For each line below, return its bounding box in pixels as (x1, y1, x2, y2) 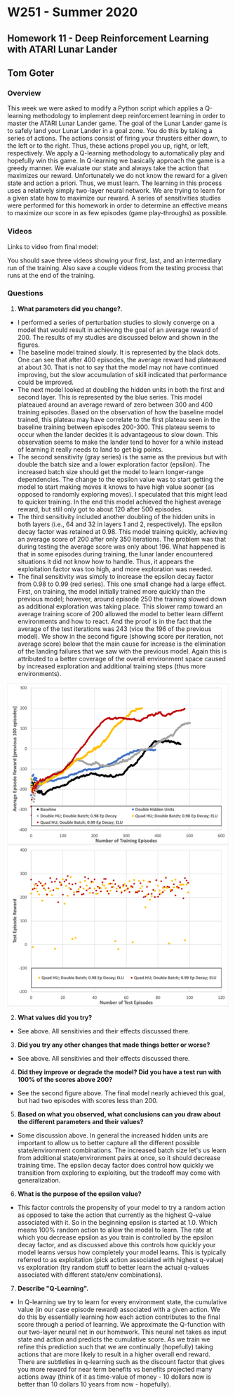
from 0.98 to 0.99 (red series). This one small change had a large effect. (17, 580, 227, 588)
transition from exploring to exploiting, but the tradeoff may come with (17, 1168, 221, 1177)
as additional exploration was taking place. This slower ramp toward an (17, 602, 223, 611)
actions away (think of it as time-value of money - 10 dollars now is (17, 1372, 212, 1381)
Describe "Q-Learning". (17, 1285, 89, 1293)
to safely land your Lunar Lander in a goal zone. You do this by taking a (7, 127, 213, 135)
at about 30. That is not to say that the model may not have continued (17, 363, 219, 371)
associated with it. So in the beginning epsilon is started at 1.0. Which (17, 1218, 217, 1227)
